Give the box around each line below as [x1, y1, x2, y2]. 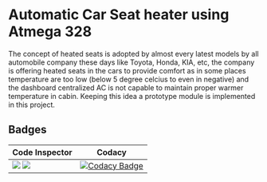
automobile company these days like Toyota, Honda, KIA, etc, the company [8, 57, 255, 67]
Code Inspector [12, 146, 73, 157]
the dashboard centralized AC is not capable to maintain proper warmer [8, 82, 244, 93]
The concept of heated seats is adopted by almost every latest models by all [8, 49, 259, 58]
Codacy [96, 146, 128, 157]
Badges [8, 123, 47, 136]
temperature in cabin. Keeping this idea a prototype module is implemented [8, 91, 256, 101]
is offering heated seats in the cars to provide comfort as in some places [8, 65, 246, 75]
